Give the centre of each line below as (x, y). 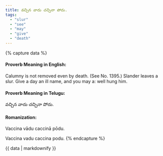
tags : (11, 15)
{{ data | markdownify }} (31, 148)
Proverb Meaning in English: (36, 65)
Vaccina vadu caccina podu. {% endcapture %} (55, 139)
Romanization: (21, 117)
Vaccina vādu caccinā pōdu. (35, 128)
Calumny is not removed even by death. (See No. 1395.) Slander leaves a (82, 76)
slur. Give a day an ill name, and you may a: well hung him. (66, 82)
